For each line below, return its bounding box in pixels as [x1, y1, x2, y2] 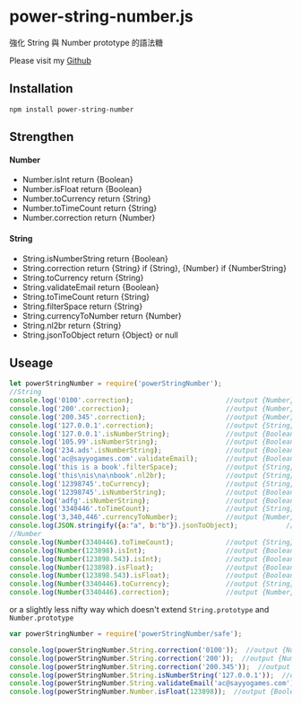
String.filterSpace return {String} [21, 301, 143, 312]
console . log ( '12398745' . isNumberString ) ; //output [9, 488, 258, 497]
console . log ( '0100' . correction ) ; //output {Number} [9, 396, 295, 405]
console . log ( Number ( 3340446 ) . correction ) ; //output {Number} [9, 588, 295, 597]
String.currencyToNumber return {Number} [21, 310, 182, 321]
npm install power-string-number [9, 105, 134, 114]
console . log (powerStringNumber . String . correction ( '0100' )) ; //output [9, 645, 279, 655]
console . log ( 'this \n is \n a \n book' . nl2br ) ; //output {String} [9, 471, 295, 480]
